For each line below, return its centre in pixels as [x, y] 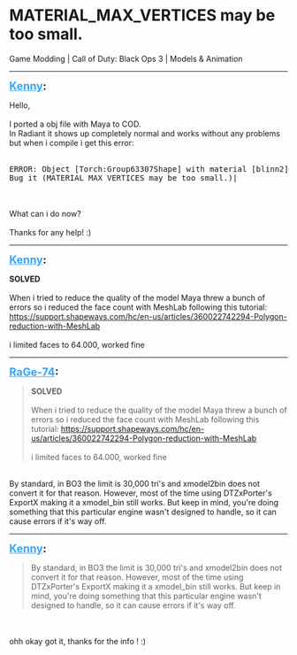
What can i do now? [45, 213]
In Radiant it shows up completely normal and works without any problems [145, 133]
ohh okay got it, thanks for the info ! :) [78, 641]
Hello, [20, 105]
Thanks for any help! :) [50, 232]
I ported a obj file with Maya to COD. [75, 124]
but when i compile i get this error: [72, 143]
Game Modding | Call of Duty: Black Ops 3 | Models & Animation [126, 58]
